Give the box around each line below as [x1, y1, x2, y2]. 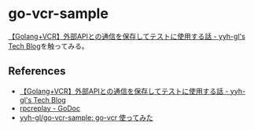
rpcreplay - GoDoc [19, 103, 81, 113]
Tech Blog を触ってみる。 [8, 41, 89, 51]
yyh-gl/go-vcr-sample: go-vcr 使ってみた [19, 113, 153, 122]
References [8, 64, 66, 78]
